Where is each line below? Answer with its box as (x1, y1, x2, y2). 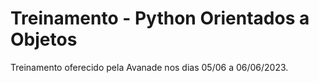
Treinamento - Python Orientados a (10, 7, 310, 30)
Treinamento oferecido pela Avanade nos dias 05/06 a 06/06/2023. (10, 61, 289, 73)
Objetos (10, 28, 78, 51)
